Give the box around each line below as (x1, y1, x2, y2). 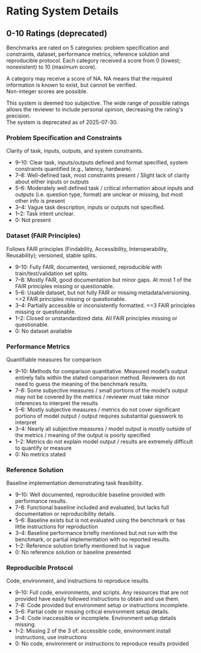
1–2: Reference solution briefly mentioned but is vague (14, 542, 150, 549)
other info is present (14, 197, 66, 205)
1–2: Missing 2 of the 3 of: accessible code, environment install (14, 627, 172, 634)
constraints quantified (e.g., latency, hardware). (14, 166, 133, 173)
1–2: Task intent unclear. (14, 210, 75, 217)
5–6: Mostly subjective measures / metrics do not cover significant (14, 406, 181, 413)
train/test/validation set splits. (14, 270, 88, 277)
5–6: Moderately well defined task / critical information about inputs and (14, 185, 194, 192)
